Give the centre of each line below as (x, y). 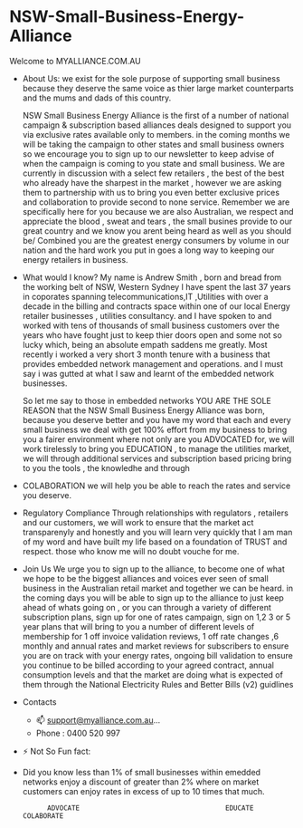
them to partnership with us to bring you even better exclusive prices (151, 192)
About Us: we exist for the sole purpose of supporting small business (151, 78)
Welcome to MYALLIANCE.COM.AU (76, 61)
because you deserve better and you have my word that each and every (156, 419)
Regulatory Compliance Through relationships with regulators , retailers (156, 513)
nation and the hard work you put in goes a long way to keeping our (148, 250)
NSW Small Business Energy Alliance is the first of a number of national (156, 115)
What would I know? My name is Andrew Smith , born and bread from (152, 277)
